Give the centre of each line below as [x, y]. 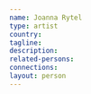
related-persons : [42, 59]
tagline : [26, 43]
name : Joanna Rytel [46, 17]
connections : [34, 68]
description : [34, 51]
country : [26, 34]
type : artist [34, 26]
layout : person [38, 76]
